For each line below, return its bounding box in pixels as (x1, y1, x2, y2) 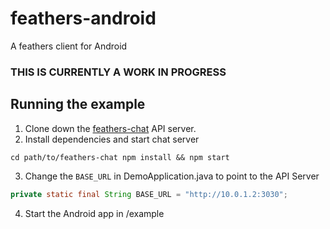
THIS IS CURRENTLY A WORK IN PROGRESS (10, 65, 227, 79)
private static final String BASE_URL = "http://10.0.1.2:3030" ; (10, 189, 288, 199)
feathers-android (10, 7, 157, 30)
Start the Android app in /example (24, 207, 165, 219)
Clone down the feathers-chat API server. (24, 122, 197, 134)
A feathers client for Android (10, 40, 128, 52)
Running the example (10, 96, 146, 113)
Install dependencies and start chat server (24, 133, 200, 145)
